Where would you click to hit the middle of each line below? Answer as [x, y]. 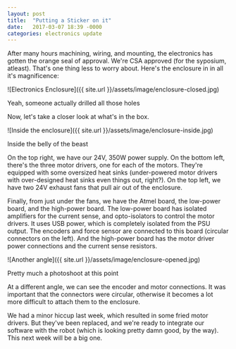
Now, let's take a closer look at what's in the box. [78, 117]
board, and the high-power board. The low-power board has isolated [107, 209]
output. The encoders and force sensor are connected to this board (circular [118, 231]
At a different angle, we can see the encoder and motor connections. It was [117, 287]
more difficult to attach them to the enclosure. [74, 302]
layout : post [26, 14]
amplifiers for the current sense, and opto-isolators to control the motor [111, 216]
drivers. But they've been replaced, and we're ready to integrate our [106, 323]
